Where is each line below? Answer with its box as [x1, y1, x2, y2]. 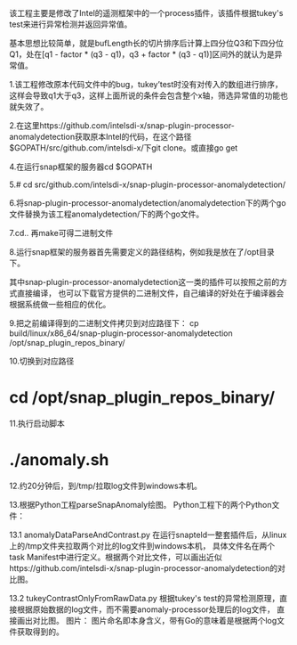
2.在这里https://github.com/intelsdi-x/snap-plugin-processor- [9, 120, 236, 131]
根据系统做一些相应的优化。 [9, 299, 111, 309]
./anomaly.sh [9, 450, 109, 470]
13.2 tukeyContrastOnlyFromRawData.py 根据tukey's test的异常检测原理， [9, 592, 280, 603]
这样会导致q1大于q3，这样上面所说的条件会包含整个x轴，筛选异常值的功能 [9, 90, 281, 101]
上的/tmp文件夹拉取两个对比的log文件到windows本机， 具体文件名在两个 [9, 540, 276, 551]
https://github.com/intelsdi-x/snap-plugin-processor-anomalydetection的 [9, 562, 278, 573]
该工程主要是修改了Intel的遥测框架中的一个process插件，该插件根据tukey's [9, 8, 284, 18]
